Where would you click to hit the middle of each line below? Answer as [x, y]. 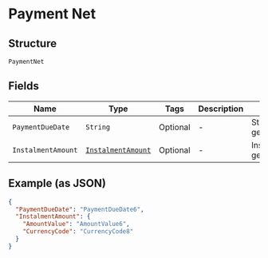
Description [221, 109]
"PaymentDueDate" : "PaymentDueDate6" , [80, 209]
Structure [33, 44]
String [98, 127]
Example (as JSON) [57, 183]
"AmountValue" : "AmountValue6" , [76, 224]
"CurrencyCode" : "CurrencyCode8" [78, 232]
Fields [24, 86]
